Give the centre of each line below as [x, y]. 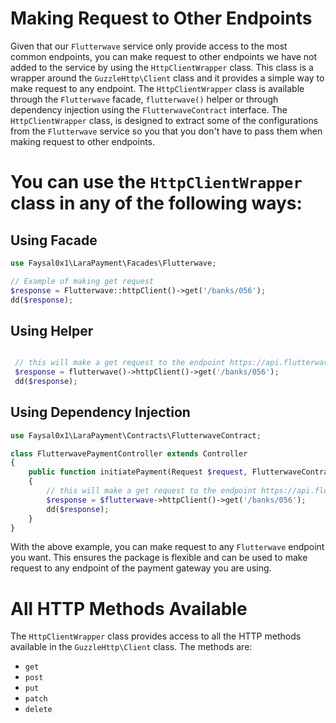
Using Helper [52, 330]
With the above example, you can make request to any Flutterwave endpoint [167, 547]
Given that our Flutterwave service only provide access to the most [149, 46]
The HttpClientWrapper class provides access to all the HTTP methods [156, 636]
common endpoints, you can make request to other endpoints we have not [164, 56]
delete [38, 710]
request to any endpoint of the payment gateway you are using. [141, 568]
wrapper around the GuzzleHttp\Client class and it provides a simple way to [167, 78]
